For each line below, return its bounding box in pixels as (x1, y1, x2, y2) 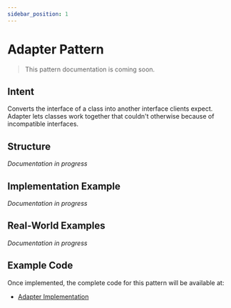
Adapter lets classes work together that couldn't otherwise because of (7, 112, 215, 121)
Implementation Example (7, 180, 121, 192)
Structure (7, 140, 51, 152)
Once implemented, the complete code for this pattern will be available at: (7, 278, 225, 287)
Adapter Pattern (7, 41, 105, 57)
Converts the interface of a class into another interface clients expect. (7, 104, 213, 113)
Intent (7, 85, 34, 97)
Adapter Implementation (17, 292, 89, 301)
